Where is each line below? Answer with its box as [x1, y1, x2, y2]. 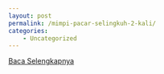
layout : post [8, 11, 52, 20]
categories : [8, 27, 48, 35]
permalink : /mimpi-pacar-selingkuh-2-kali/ [8, 19, 157, 27]
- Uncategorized [23, 34, 78, 43]
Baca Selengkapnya [8, 56, 75, 66]
